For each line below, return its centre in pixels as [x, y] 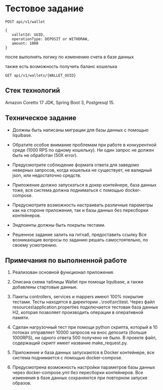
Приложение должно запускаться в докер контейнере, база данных [84, 185]
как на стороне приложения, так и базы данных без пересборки [80, 210]
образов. [22, 383]
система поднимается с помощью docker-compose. [67, 358]
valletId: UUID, [28, 35]
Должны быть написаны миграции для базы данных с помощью [81, 130]
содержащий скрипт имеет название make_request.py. [70, 343]
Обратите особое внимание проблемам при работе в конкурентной [84, 145]
